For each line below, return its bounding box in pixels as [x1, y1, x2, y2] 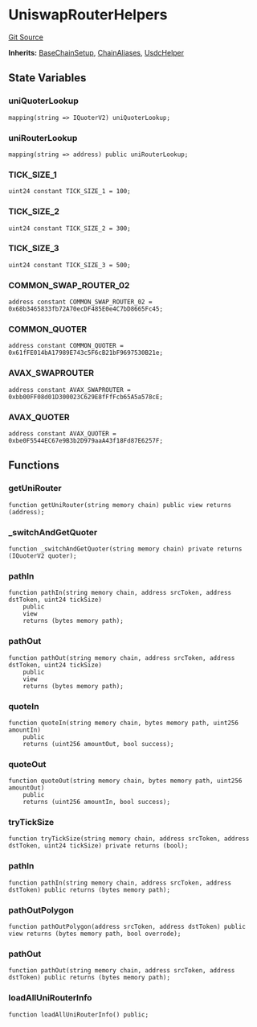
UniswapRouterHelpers [8, 6, 168, 24]
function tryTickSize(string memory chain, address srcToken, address [8, 835, 250, 843]
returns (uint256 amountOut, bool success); [22, 740, 174, 748]
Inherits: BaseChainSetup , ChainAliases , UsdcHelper [8, 47, 185, 57]
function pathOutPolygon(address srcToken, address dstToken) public [8, 923, 247, 931]
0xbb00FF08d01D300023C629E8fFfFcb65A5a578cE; [8, 393, 163, 401]
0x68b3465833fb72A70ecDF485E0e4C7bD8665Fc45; [8, 305, 163, 313]
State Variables [8, 71, 87, 85]
